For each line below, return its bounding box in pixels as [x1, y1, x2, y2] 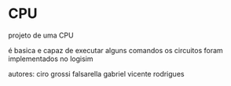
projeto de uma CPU [8, 30, 74, 40]
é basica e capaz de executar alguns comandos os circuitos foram [8, 45, 224, 55]
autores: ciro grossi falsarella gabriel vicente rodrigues [8, 69, 185, 78]
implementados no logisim [8, 54, 93, 63]
